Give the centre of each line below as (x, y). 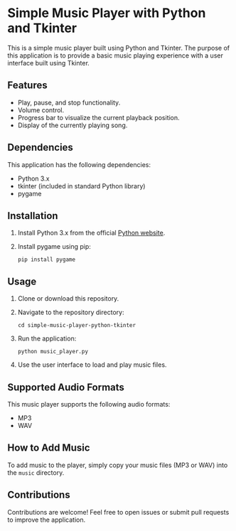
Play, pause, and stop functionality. (69, 102)
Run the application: (47, 338)
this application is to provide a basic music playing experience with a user (116, 55)
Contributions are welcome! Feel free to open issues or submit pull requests (118, 512)
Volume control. (41, 110)
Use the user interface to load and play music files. (92, 365)
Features (27, 86)
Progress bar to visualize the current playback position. (98, 117)
